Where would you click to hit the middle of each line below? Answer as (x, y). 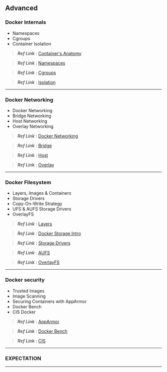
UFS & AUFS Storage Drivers (42, 209)
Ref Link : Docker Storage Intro (49, 233)
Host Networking (30, 121)
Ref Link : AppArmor (38, 321)
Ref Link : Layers (35, 224)
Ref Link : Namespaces (41, 63)
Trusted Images (28, 291)
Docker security (25, 280)
